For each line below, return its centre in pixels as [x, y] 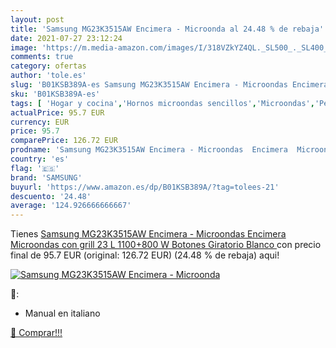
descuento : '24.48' [51, 196]
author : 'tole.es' [48, 76]
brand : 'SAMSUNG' [46, 177]
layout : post [37, 19]
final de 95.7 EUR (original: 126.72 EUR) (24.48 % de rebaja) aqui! [145, 255]
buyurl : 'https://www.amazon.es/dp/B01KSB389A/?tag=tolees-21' [145, 187]
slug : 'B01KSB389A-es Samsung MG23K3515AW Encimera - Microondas [149, 85]
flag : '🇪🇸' [35, 168]
